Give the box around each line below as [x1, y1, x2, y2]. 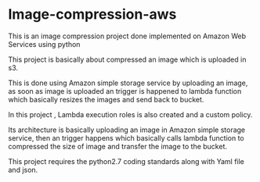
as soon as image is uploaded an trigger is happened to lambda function [8, 86, 242, 95]
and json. [8, 165, 38, 174]
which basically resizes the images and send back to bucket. [8, 95, 204, 104]
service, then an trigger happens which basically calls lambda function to [8, 133, 244, 142]
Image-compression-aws [8, 5, 177, 23]
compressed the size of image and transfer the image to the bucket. [8, 141, 228, 151]
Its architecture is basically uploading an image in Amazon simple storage [8, 125, 246, 134]
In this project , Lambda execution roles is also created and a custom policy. [8, 109, 253, 119]
